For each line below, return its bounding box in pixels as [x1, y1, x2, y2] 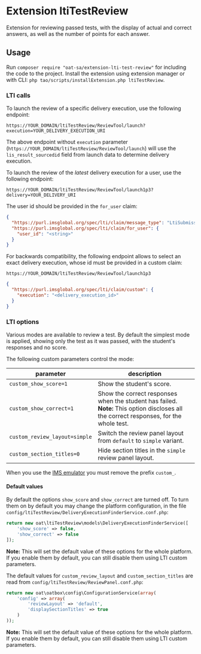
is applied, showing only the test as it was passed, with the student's [6, 337, 175, 344]
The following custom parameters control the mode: [6, 355, 135, 362]
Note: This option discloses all [98, 404, 183, 412]
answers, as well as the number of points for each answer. [6, 30, 150, 37]
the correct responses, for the [98, 411, 182, 420]
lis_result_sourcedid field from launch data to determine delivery [6, 151, 169, 158]
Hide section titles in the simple [98, 446, 185, 454]
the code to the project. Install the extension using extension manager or [6, 70, 185, 77]
